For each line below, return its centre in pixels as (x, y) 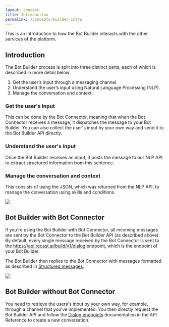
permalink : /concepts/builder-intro (44, 19)
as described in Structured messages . (45, 266)
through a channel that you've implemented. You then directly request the (82, 309)
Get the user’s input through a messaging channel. (65, 82)
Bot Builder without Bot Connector (60, 292)
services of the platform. (31, 39)
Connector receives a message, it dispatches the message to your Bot (78, 122)
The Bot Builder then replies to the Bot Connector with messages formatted (83, 261)
